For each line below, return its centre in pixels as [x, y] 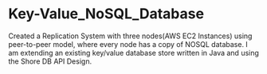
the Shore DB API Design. [50, 61]
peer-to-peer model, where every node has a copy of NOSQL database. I [128, 44]
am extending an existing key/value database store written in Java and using [133, 53]
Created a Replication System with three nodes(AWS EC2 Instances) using [130, 36]
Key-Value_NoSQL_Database [106, 14]
